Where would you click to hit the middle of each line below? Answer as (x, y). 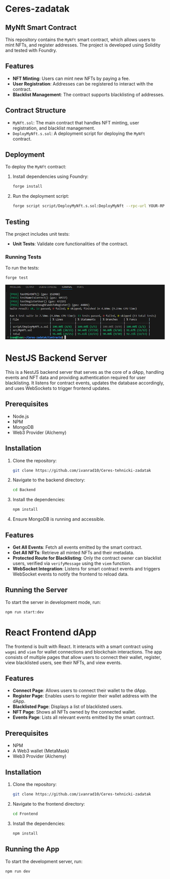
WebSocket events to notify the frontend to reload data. (71, 574)
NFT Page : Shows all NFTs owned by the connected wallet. (74, 712)
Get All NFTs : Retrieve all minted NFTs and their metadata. (73, 553)
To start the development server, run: (44, 861)
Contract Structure (36, 111)
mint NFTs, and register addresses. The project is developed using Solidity (83, 45)
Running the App (32, 849)
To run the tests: (22, 268)
